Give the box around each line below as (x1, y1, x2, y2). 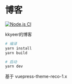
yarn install (5, 45, 32, 51)
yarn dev (5, 64, 23, 69)
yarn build (5, 50, 28, 55)
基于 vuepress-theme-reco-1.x (5, 74, 68, 80)
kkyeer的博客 (5, 31, 32, 37)
